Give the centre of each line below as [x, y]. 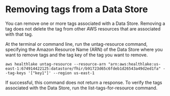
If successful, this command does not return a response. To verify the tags [84, 82]
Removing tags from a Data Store [77, 9]
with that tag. [19, 34]
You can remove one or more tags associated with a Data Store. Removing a [85, 23]
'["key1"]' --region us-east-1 [61, 73]
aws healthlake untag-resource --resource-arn [56, 64]
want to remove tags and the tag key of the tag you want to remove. [77, 55]
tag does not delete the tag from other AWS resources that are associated [83, 28]
